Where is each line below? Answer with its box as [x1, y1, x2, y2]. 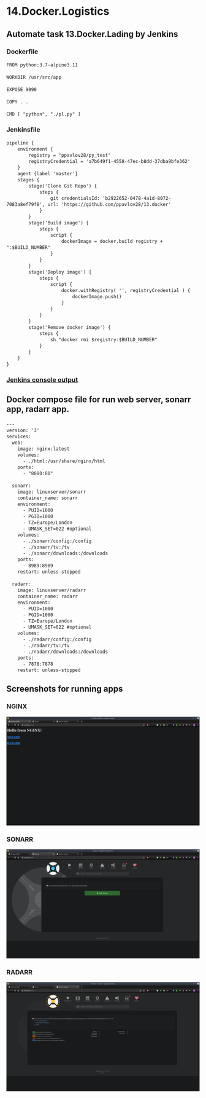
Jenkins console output [6, 376, 78, 384]
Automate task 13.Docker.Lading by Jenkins [6, 29, 178, 39]
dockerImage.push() [72, 294, 122, 300]
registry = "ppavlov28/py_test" [28, 152, 112, 159]
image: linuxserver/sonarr [17, 489, 86, 495]
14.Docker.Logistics [6, 4, 110, 18]
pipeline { [6, 140, 34, 146]
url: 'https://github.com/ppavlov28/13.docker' [47, 202, 172, 208]
